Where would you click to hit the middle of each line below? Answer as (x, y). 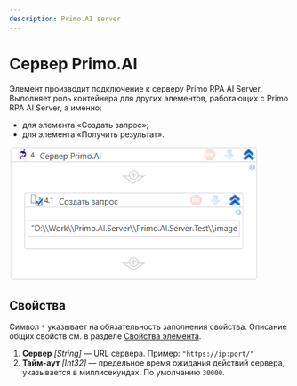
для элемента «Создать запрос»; (85, 125)
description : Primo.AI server (65, 19)
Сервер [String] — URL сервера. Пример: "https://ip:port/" (138, 354)
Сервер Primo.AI (73, 64)
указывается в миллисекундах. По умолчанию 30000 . (123, 373)
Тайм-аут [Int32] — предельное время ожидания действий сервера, (153, 363)
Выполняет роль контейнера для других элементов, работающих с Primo (149, 98)
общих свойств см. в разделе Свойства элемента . (105, 336)
